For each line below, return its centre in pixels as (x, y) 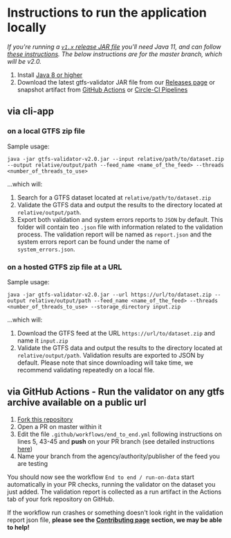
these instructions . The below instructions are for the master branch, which (115, 54)
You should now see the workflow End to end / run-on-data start (101, 477)
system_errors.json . (46, 249)
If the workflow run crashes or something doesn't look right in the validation (115, 512)
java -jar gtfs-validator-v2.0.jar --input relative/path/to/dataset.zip (116, 159)
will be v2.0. (24, 61)
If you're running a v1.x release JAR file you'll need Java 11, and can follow (114, 46)
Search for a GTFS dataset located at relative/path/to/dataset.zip (114, 197)
